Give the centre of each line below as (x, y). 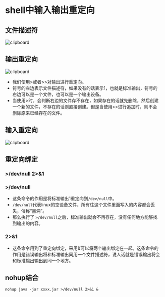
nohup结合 (22, 277)
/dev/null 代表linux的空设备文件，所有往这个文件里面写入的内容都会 (82, 205)
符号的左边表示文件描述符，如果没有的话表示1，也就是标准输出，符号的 (85, 88)
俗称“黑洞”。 (34, 211)
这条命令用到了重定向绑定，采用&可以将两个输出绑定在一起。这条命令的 (85, 248)
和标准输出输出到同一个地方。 (43, 260)
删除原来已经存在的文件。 (38, 113)
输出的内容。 (30, 223)
